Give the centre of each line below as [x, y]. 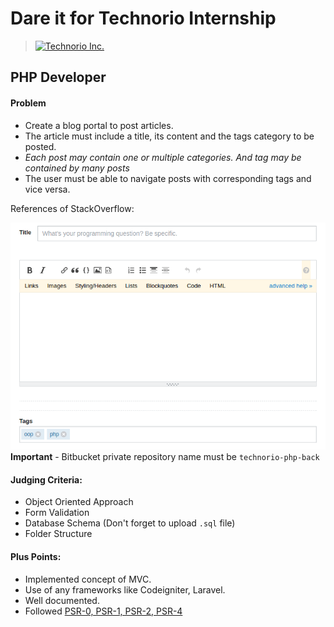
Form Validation [57, 513]
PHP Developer [58, 77]
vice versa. [47, 189]
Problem [28, 103]
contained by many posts [77, 168]
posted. [40, 146]
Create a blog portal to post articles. [99, 125]
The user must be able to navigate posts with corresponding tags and [168, 178]
